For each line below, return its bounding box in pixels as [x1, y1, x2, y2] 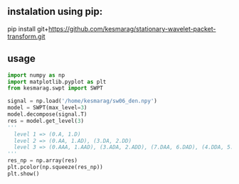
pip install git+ [7, 24, 49, 33]
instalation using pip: [7, 6, 103, 18]
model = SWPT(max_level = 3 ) [7, 104, 87, 112]
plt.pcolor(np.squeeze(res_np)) [7, 163, 103, 171]
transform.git [7, 32, 46, 40]
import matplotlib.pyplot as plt [7, 78, 107, 85]
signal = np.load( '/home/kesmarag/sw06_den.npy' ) [7, 97, 158, 105]
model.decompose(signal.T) [7, 111, 87, 118]
